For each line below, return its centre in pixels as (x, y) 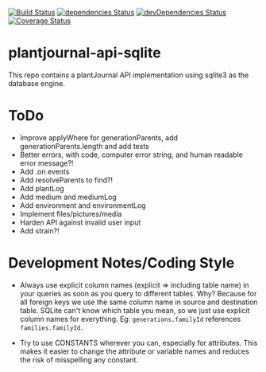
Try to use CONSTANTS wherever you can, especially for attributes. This (139, 343)
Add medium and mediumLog (68, 197)
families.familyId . (51, 327)
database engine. (37, 83)
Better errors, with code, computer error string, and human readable (131, 155)
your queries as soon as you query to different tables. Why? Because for (138, 293)
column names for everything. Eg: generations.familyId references (130, 319)
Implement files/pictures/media (71, 213)
